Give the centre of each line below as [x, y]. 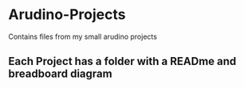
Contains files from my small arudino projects [83, 36]
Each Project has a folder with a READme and [122, 61]
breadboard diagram [61, 74]
